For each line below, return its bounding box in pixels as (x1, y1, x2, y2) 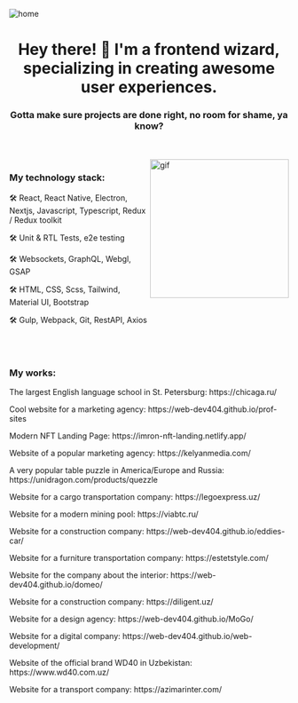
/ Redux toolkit (9, 214, 62, 225)
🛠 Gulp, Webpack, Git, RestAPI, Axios (9, 314, 148, 325)
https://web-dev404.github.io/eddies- (145, 526, 286, 537)
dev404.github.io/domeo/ (9, 580, 104, 590)
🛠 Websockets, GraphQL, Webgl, (9, 253, 131, 264)
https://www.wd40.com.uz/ (9, 667, 109, 678)
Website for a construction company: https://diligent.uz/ (9, 596, 215, 607)
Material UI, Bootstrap (9, 296, 90, 307)
